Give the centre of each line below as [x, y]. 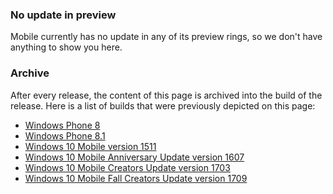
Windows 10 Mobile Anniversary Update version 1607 [134, 157]
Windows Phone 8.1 [65, 135]
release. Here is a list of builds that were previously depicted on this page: [163, 105]
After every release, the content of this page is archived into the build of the [166, 95]
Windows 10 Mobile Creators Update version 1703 [127, 167]
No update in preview [63, 15]
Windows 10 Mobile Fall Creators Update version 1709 [136, 178]
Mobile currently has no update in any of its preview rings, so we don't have [166, 37]
